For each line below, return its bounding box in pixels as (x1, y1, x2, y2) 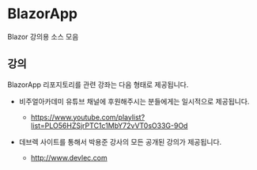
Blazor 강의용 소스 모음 (7, 32, 79, 41)
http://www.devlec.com (30, 153, 108, 162)
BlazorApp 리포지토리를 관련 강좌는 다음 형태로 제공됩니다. (7, 80, 189, 89)
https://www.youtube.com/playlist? (30, 112, 146, 122)
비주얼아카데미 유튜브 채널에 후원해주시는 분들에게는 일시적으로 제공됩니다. (18, 96, 250, 106)
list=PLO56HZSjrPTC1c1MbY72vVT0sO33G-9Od (30, 120, 188, 130)
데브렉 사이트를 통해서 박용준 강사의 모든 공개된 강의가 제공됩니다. (18, 137, 222, 146)
